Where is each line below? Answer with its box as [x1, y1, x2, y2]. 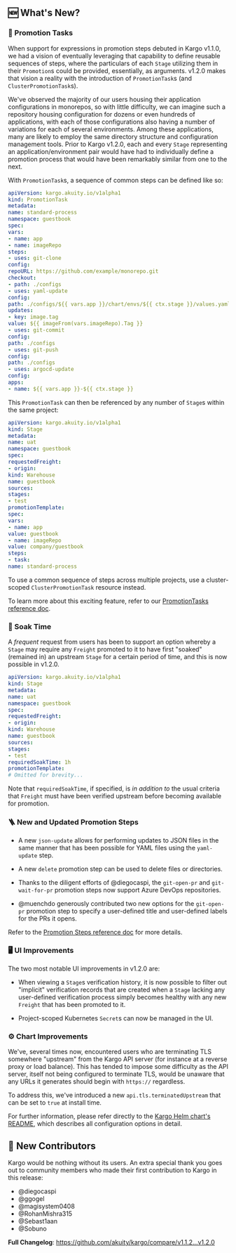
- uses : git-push [8, 346, 59, 353]
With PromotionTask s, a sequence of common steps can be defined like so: [8, 176, 223, 184]
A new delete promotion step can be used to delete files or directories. [18, 864, 223, 873]
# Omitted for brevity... [8, 772, 83, 779]
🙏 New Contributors [8, 1140, 97, 1152]
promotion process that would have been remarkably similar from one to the [8, 155, 228, 163]
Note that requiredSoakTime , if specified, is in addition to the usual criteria [8, 784, 220, 793]
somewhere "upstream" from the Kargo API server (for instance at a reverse [8, 1055, 228, 1063]
